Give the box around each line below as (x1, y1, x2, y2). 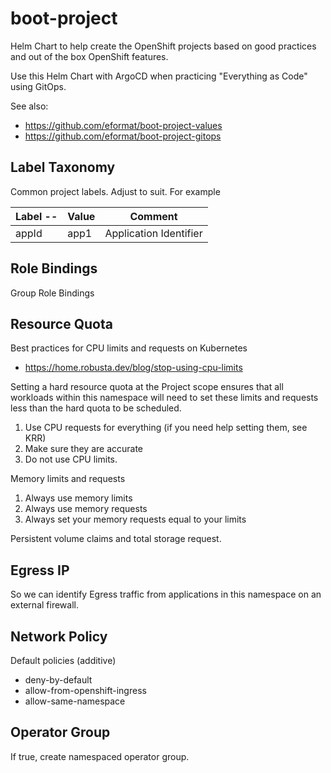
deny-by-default (24, 674, 93, 686)
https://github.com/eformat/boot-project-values (24, 119, 223, 131)
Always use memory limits (24, 492, 133, 504)
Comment (129, 209, 178, 223)
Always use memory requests (24, 503, 148, 515)
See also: (10, 100, 49, 112)
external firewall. (10, 599, 79, 611)
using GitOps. (10, 80, 67, 92)
